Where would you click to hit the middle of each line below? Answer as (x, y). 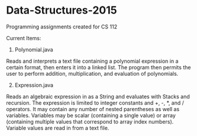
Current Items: (24, 38)
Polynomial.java (34, 49)
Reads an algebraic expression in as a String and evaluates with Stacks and (98, 96)
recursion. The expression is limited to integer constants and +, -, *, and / (95, 103)
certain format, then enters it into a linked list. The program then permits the (98, 67)
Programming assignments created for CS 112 (62, 27)
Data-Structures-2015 (62, 10)
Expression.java (34, 85)
